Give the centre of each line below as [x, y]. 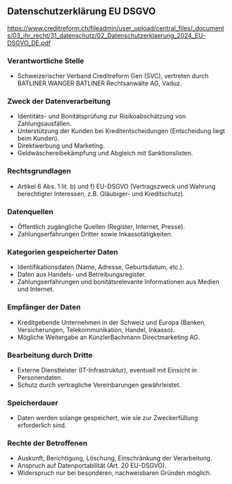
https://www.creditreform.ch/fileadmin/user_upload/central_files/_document [116, 28]
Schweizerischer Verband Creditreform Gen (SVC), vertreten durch [113, 76]
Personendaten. [40, 377]
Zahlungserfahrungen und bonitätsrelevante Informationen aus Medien [118, 282]
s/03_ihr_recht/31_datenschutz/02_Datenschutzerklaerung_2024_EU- [107, 35]
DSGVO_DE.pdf [29, 43]
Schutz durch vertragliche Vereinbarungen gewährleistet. [99, 385]
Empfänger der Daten [44, 307]
